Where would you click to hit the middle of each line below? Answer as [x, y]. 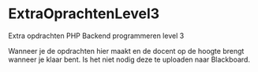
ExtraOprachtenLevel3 [84, 14]
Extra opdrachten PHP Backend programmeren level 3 [96, 36]
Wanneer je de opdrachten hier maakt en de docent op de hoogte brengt [126, 51]
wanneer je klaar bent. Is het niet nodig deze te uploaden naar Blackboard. [129, 59]
